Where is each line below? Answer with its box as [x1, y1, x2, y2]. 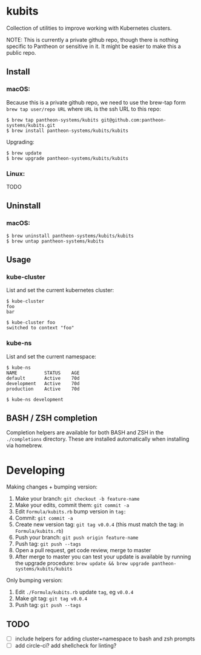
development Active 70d [6, 380, 80, 386]
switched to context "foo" [6, 325, 74, 331]
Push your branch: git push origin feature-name [15, 533, 139, 541]
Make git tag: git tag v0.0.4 [15, 595, 88, 602]
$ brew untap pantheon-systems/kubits [6, 238, 104, 244]
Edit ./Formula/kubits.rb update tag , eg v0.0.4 [15, 588, 134, 596]
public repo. [6, 49, 36, 56]
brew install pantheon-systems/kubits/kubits [12, 128, 129, 134]
